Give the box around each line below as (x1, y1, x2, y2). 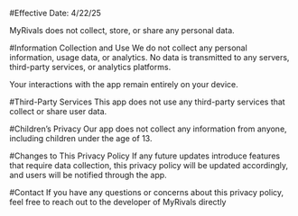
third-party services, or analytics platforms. (9, 62, 172, 72)
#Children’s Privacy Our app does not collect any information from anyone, (9, 123, 287, 134)
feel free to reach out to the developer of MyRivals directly (9, 197, 227, 207)
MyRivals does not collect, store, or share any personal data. (9, 25, 235, 35)
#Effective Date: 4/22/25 (9, 8, 102, 18)
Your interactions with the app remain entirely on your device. (9, 79, 239, 89)
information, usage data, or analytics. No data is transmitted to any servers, (9, 52, 290, 62)
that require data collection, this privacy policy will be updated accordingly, (9, 160, 289, 170)
